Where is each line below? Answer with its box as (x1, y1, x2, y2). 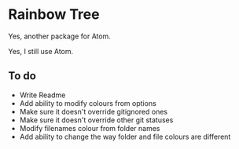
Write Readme (19, 90, 66, 100)
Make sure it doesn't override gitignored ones (19, 107, 167, 116)
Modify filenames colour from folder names (19, 123, 160, 133)
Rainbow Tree (8, 5, 100, 24)
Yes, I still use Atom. (8, 46, 74, 56)
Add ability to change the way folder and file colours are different (19, 132, 231, 141)
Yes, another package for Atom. (8, 31, 112, 41)
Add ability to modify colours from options (19, 98, 157, 107)
